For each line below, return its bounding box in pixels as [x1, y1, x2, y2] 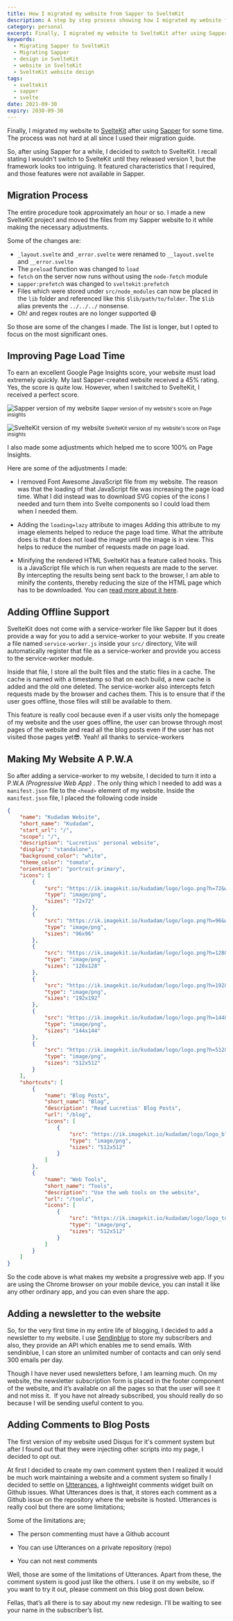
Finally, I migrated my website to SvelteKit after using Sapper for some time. [7, 126, 224, 134]
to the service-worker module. [7, 654, 94, 663]
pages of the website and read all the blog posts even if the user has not [7, 725, 214, 734]
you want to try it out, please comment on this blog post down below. [7, 1585, 205, 1593]
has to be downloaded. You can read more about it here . [17, 586, 179, 594]
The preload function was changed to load [17, 264, 139, 273]
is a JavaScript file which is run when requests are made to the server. [17, 564, 218, 572]
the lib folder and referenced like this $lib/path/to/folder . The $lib [17, 294, 215, 303]
